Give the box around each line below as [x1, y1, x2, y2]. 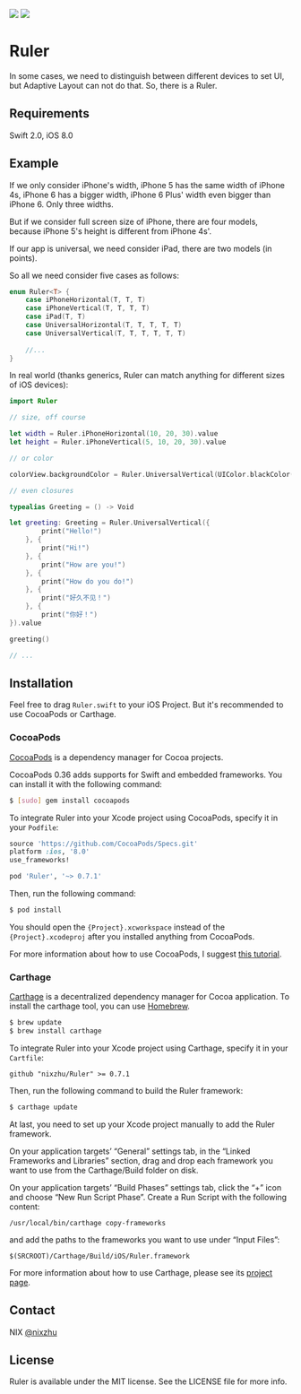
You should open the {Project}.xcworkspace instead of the [9, 922, 226, 932]
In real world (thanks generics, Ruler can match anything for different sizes [9, 370, 285, 381]
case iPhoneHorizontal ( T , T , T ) [25, 296, 146, 305]
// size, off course [9, 413, 87, 422]
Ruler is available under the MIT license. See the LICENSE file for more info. [9, 1376, 288, 1387]
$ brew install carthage [9, 1026, 102, 1035]
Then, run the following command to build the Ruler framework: [9, 1085, 244, 1095]
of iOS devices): [9, 379, 69, 390]
